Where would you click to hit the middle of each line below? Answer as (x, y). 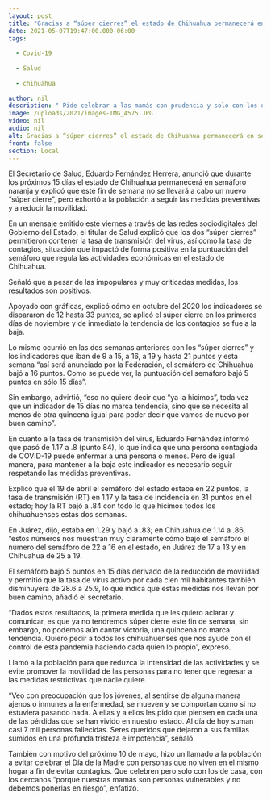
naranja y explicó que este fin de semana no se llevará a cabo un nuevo (127, 191)
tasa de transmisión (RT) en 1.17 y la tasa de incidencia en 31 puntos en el (130, 498)
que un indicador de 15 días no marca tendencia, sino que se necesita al (128, 406)
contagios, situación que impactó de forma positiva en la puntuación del (128, 249)
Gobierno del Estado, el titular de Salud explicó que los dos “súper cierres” (132, 232)
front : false (30, 143)
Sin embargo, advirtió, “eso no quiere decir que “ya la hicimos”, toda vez (129, 398)
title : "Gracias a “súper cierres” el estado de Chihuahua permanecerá (131, 23)
